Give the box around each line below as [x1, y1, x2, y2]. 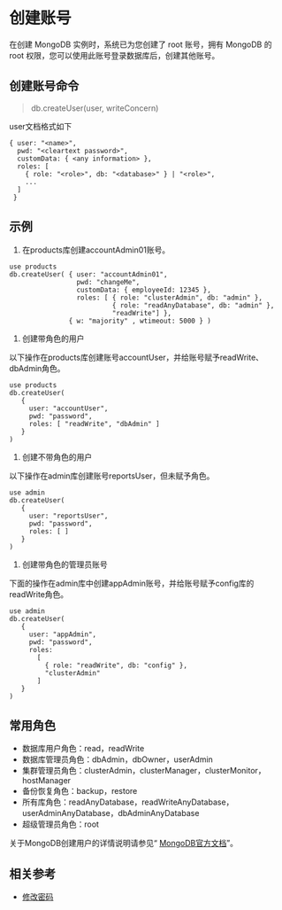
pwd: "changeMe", [76, 277, 141, 286]
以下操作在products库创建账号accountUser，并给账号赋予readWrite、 [9, 352, 263, 362]
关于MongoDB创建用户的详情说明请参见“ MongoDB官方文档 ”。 [9, 838, 239, 849]
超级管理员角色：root [21, 819, 100, 829]
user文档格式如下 [9, 121, 72, 131]
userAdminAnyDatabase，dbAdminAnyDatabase [21, 808, 200, 819]
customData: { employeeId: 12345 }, [76, 285, 212, 294]
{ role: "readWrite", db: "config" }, [44, 661, 188, 670]
